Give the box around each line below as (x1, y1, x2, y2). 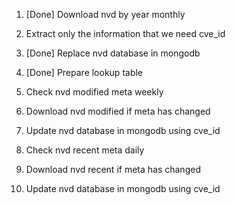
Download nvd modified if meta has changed (25, 105, 211, 117)
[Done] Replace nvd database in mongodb (25, 47, 201, 59)
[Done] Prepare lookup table (25, 67, 144, 78)
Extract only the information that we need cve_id (25, 28, 226, 39)
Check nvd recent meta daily (25, 144, 145, 156)
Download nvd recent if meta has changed (25, 164, 201, 175)
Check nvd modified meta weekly (25, 86, 164, 98)
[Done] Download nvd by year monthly (25, 9, 186, 20)
